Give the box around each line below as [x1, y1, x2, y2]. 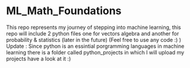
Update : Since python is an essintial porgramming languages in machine [6, 43, 185, 50]
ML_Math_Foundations [6, 4, 122, 18]
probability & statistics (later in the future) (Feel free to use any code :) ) [6, 36, 182, 43]
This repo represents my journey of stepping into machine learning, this [6, 24, 181, 31]
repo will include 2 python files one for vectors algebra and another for [6, 30, 179, 37]
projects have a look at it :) [6, 55, 71, 62]
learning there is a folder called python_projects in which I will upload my [6, 48, 185, 56]
